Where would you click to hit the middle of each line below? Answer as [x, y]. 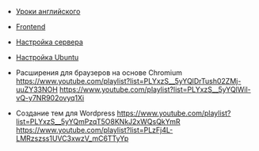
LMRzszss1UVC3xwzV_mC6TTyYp [72, 138]
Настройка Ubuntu [47, 57]
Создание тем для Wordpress [65, 113]
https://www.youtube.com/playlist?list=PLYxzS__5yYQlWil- [155, 89]
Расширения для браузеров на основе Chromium [99, 73]
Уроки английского [48, 11]
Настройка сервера [49, 42]
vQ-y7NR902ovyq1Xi [50, 98]
